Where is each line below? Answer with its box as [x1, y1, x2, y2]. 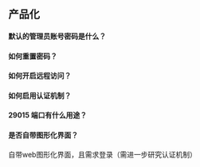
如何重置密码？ [8, 51, 57, 61]
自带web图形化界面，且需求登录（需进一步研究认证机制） [8, 149, 197, 159]
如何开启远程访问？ [8, 71, 72, 81]
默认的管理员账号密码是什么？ [8, 31, 106, 41]
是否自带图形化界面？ [8, 130, 78, 140]
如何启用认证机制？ [8, 90, 72, 100]
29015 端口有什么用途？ [8, 110, 88, 120]
